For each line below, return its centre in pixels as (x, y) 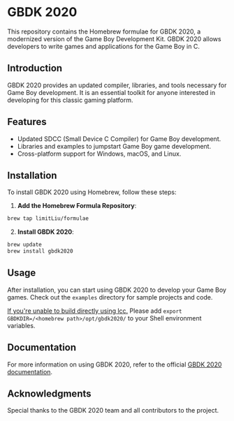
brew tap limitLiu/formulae (48, 219)
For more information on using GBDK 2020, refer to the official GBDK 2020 (115, 364)
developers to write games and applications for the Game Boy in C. (104, 46)
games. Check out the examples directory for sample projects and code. (110, 297)
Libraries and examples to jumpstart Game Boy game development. (114, 146)
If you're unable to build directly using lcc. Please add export (95, 311)
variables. (21, 325)
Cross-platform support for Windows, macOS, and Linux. (99, 154)
